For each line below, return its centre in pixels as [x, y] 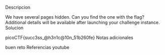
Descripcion [18, 7]
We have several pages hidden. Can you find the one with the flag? [75, 17]
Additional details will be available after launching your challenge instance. [82, 22]
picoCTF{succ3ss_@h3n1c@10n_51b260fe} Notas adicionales [69, 38]
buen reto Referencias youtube [37, 47]
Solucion [14, 28]
